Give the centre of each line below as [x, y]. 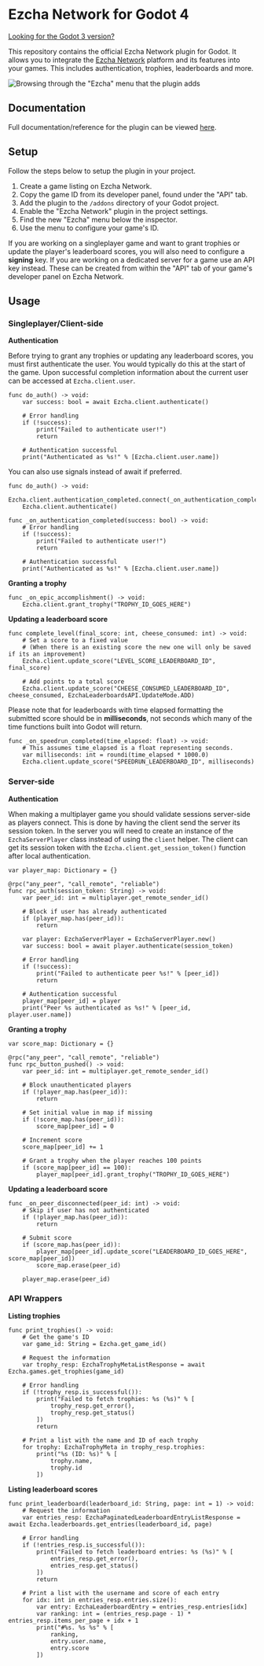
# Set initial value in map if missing [88, 1113]
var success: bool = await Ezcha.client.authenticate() [116, 403]
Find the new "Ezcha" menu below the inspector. [99, 219]
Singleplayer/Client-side [56, 323]
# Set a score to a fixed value [75, 641]
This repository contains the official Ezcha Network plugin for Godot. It [123, 51]
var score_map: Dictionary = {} [61, 1043]
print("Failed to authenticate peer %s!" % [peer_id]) [128, 973]
